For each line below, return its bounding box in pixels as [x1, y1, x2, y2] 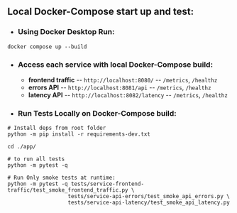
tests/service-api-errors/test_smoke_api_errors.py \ [67, 193, 231, 200]
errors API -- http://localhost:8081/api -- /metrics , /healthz [28, 83, 211, 92]
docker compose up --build [7, 43, 87, 50]
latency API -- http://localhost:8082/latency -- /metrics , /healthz [28, 90, 228, 99]
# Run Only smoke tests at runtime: [7, 174, 116, 182]
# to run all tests [7, 155, 65, 163]
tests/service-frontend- [70, 180, 144, 187]
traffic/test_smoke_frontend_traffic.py [7, 187, 129, 194]
